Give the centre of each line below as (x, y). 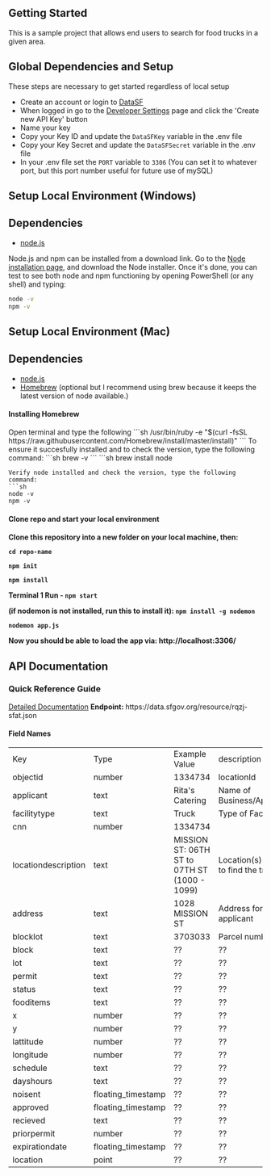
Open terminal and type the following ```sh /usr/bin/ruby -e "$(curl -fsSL (128, 432)
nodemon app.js (34, 626)
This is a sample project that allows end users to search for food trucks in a (133, 32)
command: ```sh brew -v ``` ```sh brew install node (91, 458)
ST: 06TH (192, 850)
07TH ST (190, 870)
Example (190, 754)
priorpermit (34, 1134)
